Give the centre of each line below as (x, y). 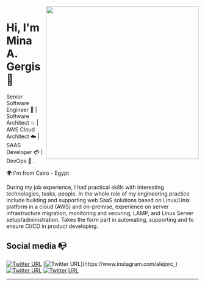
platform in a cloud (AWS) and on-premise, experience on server (88, 207)
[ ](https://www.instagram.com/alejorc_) (110, 264)
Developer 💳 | (25, 152)
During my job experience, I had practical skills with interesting (85, 187)
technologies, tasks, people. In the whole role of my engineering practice (98, 193)
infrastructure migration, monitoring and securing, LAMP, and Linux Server (100, 213)
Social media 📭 (37, 246)
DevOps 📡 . (20, 161)
